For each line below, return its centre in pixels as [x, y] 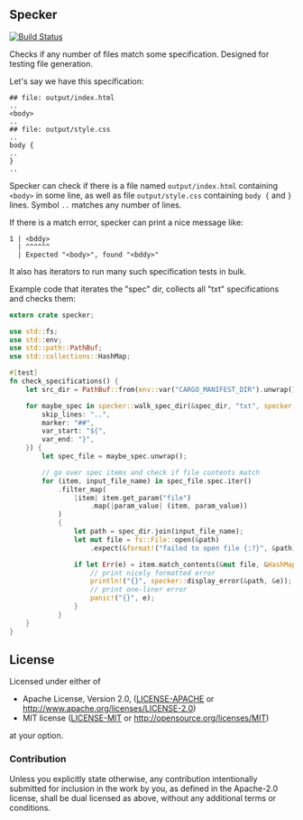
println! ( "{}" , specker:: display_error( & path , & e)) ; [191, 582]
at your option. [37, 736]
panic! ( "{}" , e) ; [122, 598]
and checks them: [43, 298]
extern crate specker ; [52, 315]
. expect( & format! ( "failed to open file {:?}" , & [183, 548]
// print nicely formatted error [153, 573]
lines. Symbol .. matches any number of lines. [96, 205]
